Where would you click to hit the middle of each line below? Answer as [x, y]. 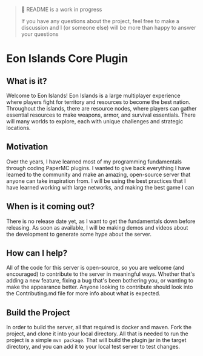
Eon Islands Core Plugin [67, 59]
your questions [40, 34]
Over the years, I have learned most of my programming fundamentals [94, 162]
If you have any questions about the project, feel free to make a [100, 21]
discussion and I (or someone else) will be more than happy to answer [108, 28]
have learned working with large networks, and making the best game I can [100, 187]
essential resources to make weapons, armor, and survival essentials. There [101, 115]
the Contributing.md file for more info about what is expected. [83, 293]
